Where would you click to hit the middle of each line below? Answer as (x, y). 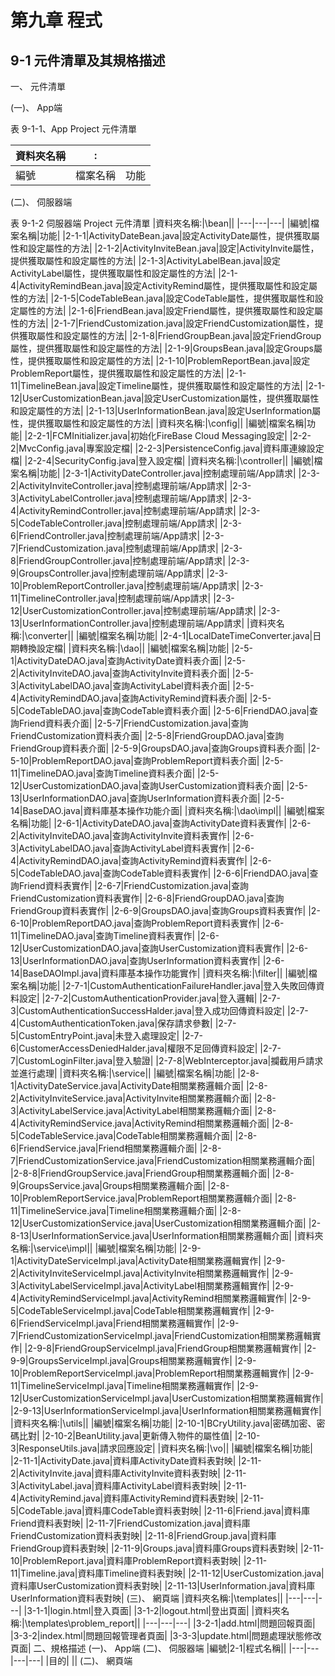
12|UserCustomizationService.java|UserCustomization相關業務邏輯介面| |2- (166, 1223)
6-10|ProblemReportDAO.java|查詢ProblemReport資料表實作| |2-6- (147, 923)
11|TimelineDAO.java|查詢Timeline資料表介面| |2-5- (115, 773)
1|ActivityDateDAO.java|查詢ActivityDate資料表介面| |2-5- (128, 660)
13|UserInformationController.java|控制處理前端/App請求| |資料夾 (143, 623)
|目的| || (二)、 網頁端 (89, 1660)
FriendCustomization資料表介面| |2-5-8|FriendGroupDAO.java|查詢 (147, 735)
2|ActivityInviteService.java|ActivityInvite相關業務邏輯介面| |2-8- (143, 1098)
